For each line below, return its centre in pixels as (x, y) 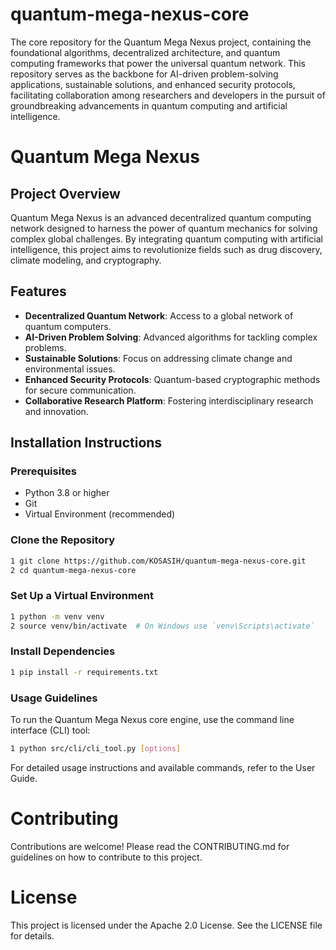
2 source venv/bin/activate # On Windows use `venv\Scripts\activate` (162, 626)
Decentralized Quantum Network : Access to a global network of (159, 315)
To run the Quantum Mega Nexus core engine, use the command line (152, 719)
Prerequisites (43, 471)
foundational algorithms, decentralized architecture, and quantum (145, 52)
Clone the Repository (63, 540)
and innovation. (56, 411)
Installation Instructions (86, 443)
